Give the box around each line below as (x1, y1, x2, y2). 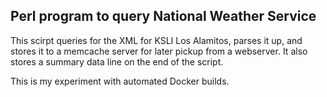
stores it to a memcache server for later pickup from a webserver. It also (10, 45, 308, 57)
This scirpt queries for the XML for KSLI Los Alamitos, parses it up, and (10, 34, 303, 46)
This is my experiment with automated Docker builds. (10, 75, 230, 87)
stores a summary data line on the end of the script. (10, 55, 224, 68)
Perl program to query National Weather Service (10, 8, 317, 25)
